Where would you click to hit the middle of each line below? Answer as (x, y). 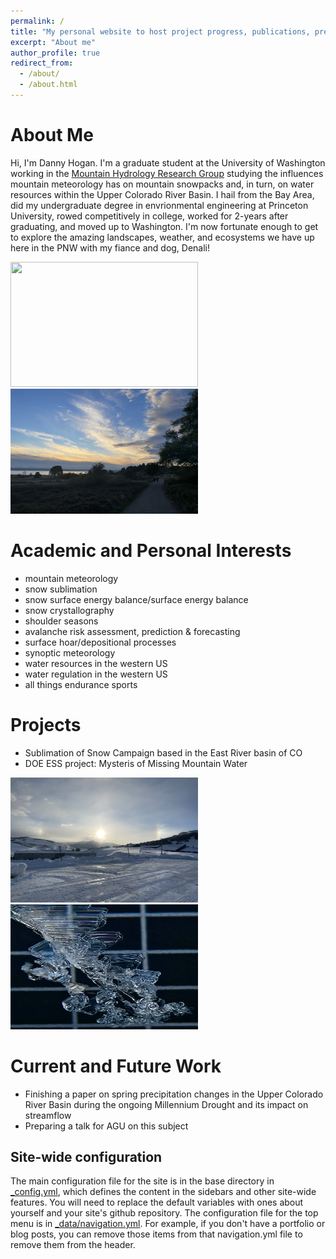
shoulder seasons (61, 621)
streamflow (48, 1115)
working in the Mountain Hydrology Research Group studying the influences (167, 173)
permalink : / (37, 21)
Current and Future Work (116, 1066)
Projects (46, 724)
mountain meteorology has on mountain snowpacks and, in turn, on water (162, 184)
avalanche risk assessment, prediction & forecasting (132, 631)
